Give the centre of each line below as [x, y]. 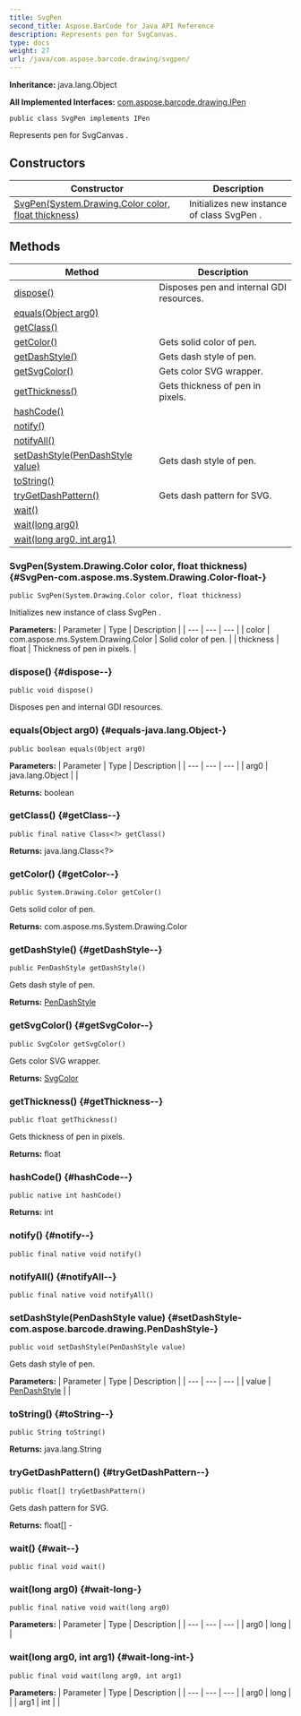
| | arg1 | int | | [35, 1702]
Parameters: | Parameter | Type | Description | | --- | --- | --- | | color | [140, 629]
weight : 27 [30, 51]
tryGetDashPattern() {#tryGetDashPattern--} [109, 1472]
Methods [35, 247]
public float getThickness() [64, 1120]
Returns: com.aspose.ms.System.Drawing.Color [99, 927]
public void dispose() [52, 691]
